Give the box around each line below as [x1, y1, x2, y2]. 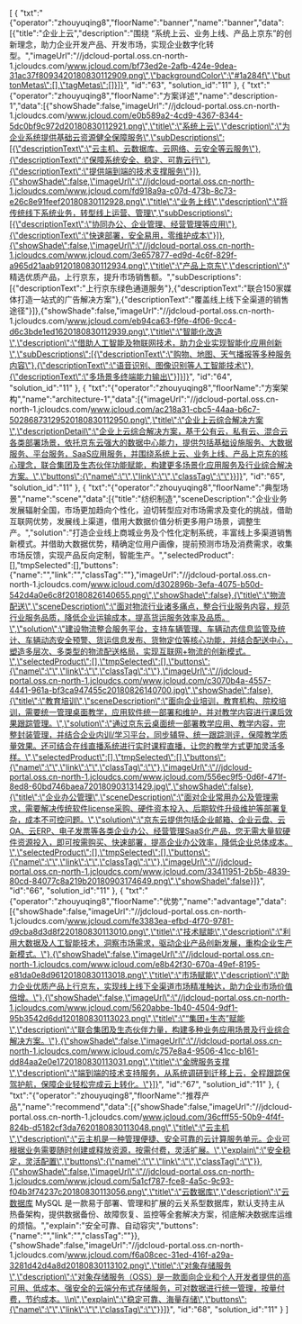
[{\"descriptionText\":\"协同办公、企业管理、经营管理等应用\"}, [9, 219, 238, 229]
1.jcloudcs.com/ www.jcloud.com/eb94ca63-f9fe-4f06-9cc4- [9, 315, 236, 326]
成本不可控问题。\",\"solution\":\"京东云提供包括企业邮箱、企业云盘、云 [24, 814, 286, 825]
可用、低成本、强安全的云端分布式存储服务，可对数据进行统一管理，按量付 [9, 1283, 285, 1293]
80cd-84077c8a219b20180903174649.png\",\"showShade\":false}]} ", [9, 875, 266, 886]
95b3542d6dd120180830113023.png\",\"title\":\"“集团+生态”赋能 [9, 1013, 245, 1023]
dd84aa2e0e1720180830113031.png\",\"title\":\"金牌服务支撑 [9, 1056, 231, 1066]
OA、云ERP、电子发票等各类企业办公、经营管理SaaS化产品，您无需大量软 [9, 826, 283, 836]
